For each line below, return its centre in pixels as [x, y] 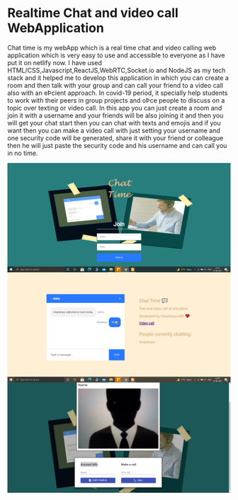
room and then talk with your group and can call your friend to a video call [115, 85]
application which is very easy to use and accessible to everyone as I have [116, 55]
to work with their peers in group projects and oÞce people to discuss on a [116, 100]
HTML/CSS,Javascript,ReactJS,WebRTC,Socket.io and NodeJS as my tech [117, 70]
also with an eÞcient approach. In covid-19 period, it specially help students [118, 93]
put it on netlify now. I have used [55, 62]
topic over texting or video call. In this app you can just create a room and [115, 108]
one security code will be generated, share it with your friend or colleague [115, 138]
